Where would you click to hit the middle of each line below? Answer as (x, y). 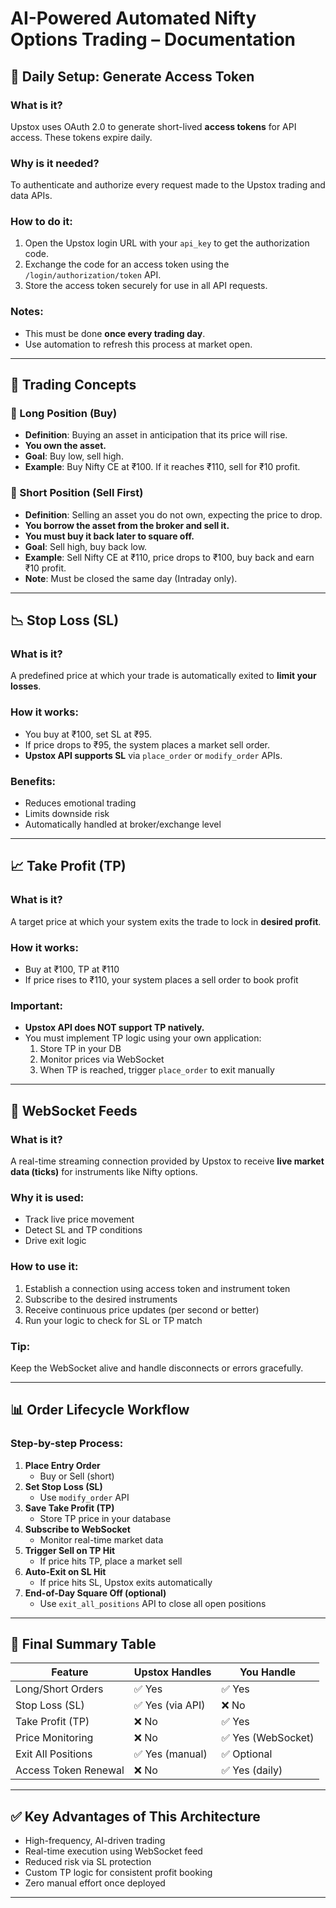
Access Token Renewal (70, 1770)
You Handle (268, 1672)
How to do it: (41, 222)
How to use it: (44, 1267)
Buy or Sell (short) (77, 1476)
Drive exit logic (55, 1241)
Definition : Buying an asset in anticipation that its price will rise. (156, 435)
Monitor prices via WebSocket (102, 1059)
